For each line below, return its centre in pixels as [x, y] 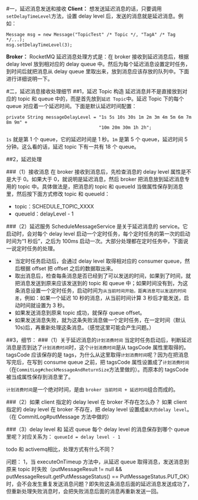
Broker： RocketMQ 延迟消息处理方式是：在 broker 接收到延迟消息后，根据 [98, 57]
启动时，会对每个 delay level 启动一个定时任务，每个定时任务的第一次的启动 [98, 234]
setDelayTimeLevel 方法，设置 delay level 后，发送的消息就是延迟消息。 [92, 16]
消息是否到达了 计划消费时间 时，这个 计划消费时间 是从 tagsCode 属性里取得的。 [98, 347]
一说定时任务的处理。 [32, 249]
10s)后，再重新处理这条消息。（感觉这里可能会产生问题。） [85, 327]
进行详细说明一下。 [30, 79]
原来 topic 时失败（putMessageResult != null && [64, 469]
